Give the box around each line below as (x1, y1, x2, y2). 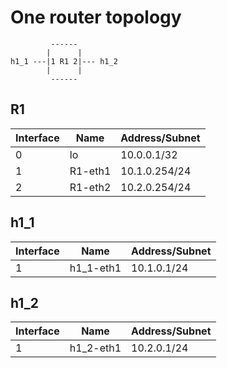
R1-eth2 (69, 180, 112, 194)
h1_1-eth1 (69, 261, 122, 275)
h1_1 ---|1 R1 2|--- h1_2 (10, 56, 118, 66)
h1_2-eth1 (69, 341, 122, 355)
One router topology (10, 6, 182, 29)
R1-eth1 (69, 164, 112, 178)
